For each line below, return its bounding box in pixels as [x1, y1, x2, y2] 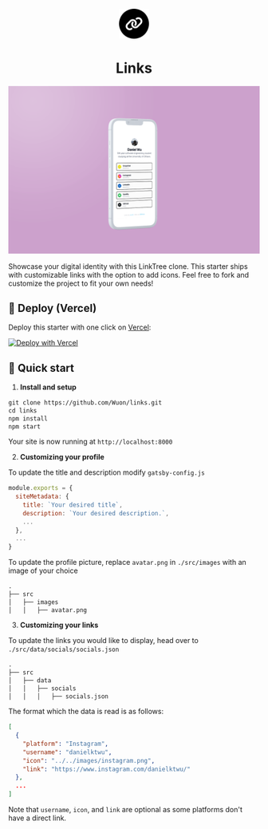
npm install [8, 415, 48, 423]
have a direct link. [8, 813, 66, 823]
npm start [8, 423, 41, 431]
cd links [8, 407, 37, 415]
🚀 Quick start [8, 361, 74, 375]
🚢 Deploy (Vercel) [8, 302, 97, 315]
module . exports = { [8, 484, 73, 492]
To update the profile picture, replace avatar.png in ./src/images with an [8, 558, 247, 567]
